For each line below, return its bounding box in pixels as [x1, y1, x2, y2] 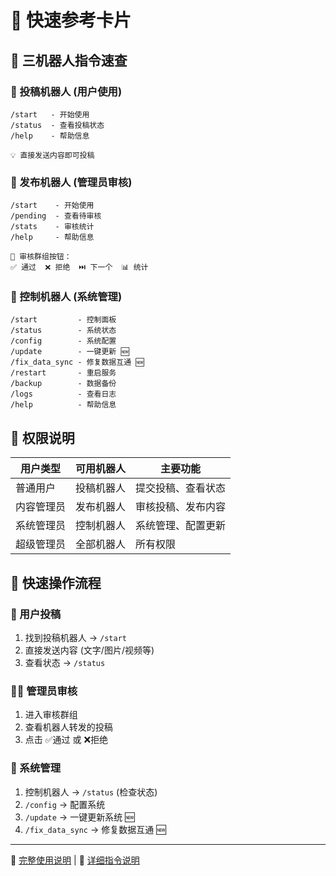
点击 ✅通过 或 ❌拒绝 [24, 734, 109, 746]
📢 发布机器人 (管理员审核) [10, 175, 133, 189]
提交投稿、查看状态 [135, 481, 227, 495]
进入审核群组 [24, 709, 78, 721]
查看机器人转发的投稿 [24, 721, 113, 733]
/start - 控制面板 [10, 315, 117, 325]
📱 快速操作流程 [10, 574, 102, 591]
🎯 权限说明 [10, 429, 75, 446]
